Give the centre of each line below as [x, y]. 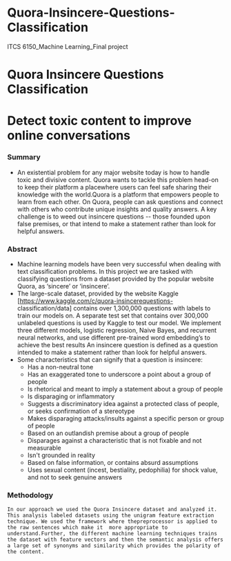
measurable [44, 448]
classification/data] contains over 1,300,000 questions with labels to [114, 308]
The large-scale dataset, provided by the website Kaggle [98, 293]
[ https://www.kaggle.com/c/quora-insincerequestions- [95, 301]
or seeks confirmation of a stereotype [81, 411]
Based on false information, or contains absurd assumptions [113, 462]
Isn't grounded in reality [61, 455]
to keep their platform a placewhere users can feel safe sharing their [114, 187]
